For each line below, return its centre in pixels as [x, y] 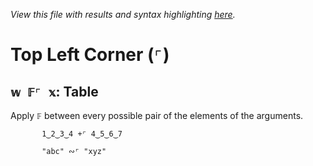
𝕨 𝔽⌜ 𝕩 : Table [54, 91]
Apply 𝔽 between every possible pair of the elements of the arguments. [157, 115]
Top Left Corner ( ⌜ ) [90, 55]
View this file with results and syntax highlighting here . [123, 14]
